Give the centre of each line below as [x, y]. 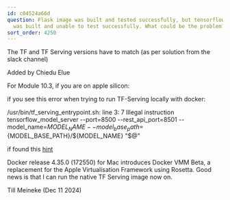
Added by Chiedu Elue [39, 73]
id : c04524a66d [29, 13]
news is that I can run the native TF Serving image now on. [90, 177]
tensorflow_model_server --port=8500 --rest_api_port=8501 [92, 120]
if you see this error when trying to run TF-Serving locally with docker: [106, 99]
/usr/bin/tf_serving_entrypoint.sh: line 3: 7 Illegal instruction [91, 112]
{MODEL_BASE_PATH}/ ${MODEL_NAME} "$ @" [74, 136]
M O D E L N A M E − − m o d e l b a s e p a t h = [95, 128]
